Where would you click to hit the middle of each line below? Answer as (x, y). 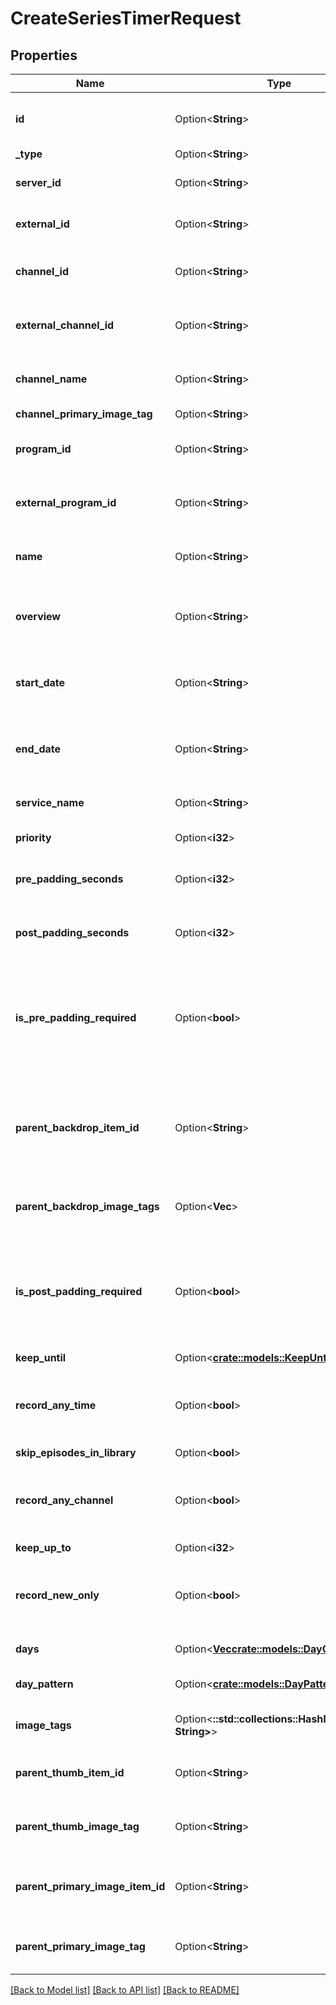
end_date (38, 749)
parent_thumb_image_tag (77, 1826)
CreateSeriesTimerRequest (126, 18)
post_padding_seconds (72, 932)
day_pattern (44, 1684)
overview (38, 616)
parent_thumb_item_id (70, 1772)
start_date (40, 682)
